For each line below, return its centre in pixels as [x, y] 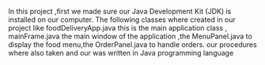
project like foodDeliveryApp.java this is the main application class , [118, 28]
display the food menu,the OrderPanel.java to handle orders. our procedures [132, 45]
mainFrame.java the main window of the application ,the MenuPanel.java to [131, 36]
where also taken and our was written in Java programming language [121, 53]
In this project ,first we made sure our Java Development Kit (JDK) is [120, 11]
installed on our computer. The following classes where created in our [122, 20]
